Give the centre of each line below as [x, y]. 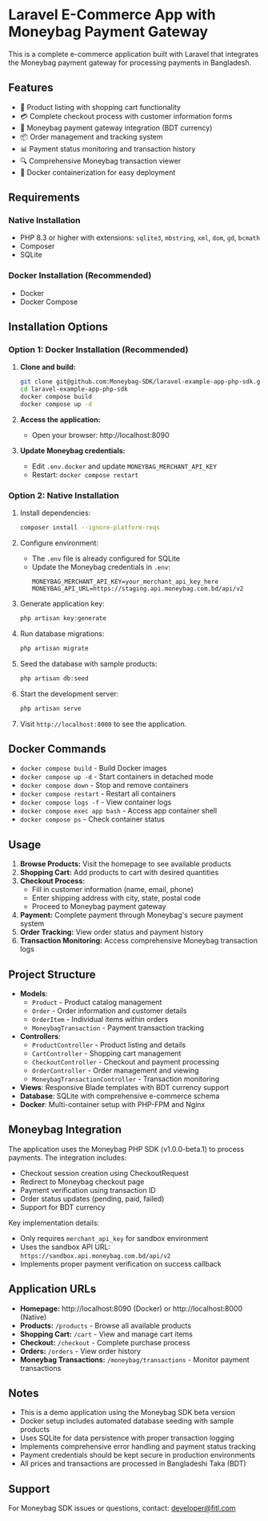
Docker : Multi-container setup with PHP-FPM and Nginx [112, 1105]
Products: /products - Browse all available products [106, 1325]
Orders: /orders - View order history [80, 1351]
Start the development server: [69, 694]
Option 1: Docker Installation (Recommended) [98, 350]
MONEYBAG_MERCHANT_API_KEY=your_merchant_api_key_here [125, 582]
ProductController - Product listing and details [109, 1045]
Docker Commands [57, 749]
